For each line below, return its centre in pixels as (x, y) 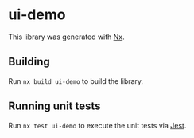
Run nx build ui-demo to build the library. (76, 81)
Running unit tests (54, 106)
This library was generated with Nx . (66, 37)
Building (29, 62)
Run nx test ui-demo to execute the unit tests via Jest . (97, 125)
